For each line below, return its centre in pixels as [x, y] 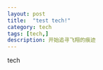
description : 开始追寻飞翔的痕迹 [52, 40]
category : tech [30, 27]
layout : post [26, 14]
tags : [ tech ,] [28, 34]
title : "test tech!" [39, 21]
